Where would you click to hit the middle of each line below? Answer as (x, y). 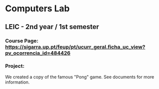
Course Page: (22, 41)
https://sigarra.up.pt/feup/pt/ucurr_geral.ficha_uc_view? (75, 47)
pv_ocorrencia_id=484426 (38, 53)
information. (18, 82)
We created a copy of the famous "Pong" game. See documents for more (80, 77)
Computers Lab (38, 9)
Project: (15, 66)
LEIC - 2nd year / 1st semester (52, 27)
